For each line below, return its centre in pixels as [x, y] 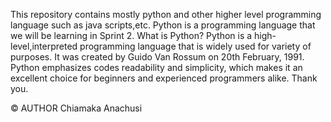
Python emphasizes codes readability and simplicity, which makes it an [156, 67]
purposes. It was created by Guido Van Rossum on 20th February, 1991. [157, 57]
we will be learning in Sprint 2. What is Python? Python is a [131, 35]
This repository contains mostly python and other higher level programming [166, 14]
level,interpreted [44, 46]
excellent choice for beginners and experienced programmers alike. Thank [164, 78]
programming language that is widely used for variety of [195, 46]
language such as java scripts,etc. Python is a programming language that [163, 25]
